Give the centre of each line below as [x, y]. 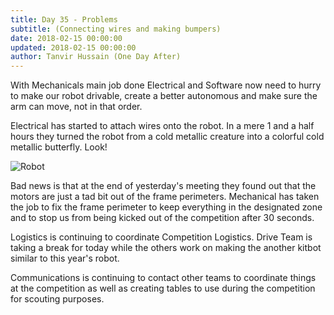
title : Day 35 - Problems [64, 19]
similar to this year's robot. [65, 258]
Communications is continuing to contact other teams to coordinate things [163, 278]
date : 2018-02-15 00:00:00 [66, 38]
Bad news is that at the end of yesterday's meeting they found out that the [163, 186]
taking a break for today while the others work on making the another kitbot [166, 248]
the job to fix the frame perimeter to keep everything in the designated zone [166, 207]
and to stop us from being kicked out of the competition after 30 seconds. [162, 218]
